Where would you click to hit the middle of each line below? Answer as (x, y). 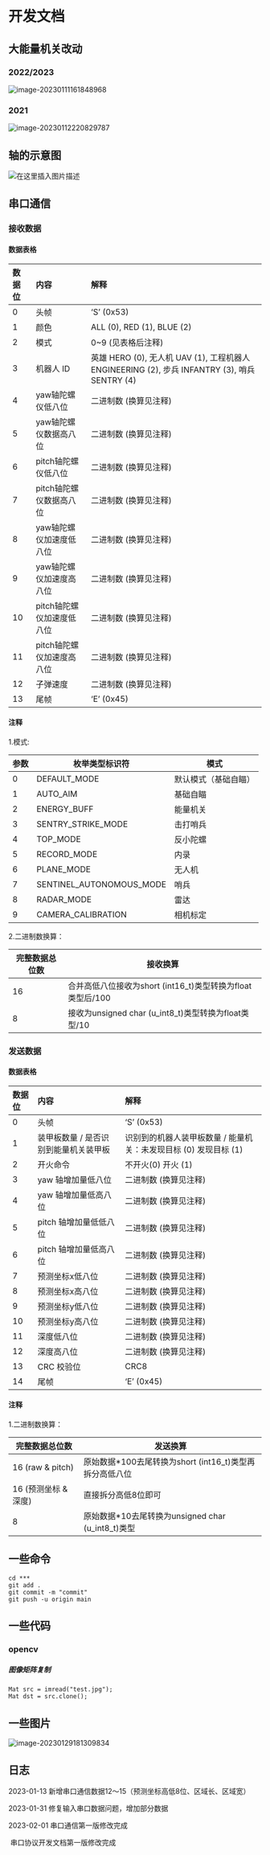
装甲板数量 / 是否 (70, 1137)
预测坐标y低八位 (68, 1306)
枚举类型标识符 (102, 763)
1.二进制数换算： (35, 1425)
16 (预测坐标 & (40, 1489)
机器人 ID (53, 368)
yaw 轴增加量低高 (71, 1195)
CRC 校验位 (59, 1366)
